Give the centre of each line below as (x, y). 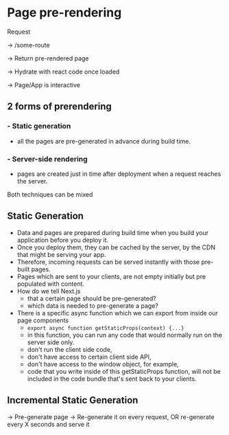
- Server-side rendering (47, 159)
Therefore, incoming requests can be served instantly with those (108, 262)
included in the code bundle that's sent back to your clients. (112, 379)
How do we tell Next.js (49, 291)
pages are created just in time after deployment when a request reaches (119, 174)
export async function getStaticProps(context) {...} (106, 328)
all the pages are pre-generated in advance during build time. (104, 141)
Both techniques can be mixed (50, 194)
